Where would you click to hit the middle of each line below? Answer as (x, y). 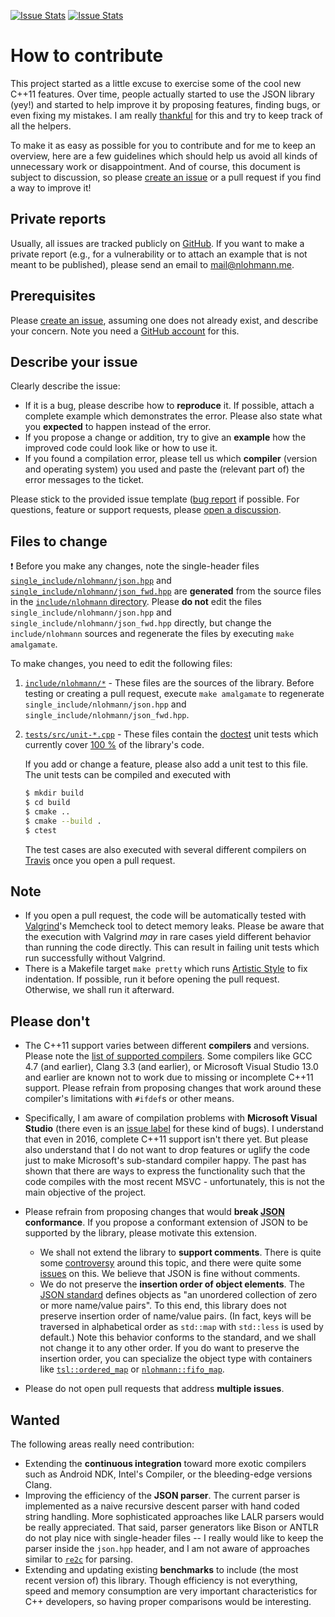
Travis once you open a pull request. (100, 860)
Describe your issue (74, 361)
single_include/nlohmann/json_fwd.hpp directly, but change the (141, 623)
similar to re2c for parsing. (78, 1559)
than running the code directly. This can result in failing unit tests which (172, 947)
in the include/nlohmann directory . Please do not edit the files (136, 602)
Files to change (59, 541)
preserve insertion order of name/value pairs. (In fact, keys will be (175, 1316)
